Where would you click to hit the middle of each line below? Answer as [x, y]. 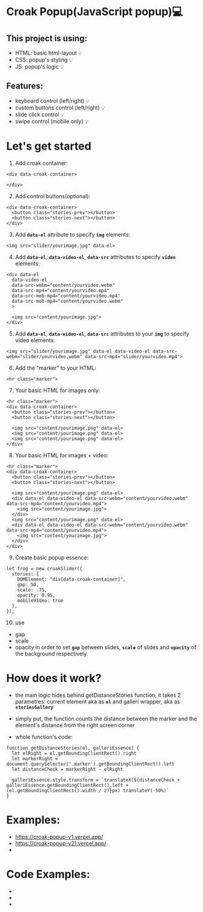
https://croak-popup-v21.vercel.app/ [61, 843]
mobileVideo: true [40, 600]
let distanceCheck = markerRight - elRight [67, 769]
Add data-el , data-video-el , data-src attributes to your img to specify [102, 333]
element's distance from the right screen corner [75, 725]
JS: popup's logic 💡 [39, 67]
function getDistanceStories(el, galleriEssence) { [73, 748]
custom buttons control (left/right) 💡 [60, 108]
